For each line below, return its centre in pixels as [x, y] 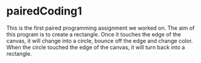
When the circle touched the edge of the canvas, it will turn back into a [96, 47]
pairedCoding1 [44, 11]
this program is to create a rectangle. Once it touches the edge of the [94, 34]
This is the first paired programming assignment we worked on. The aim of [100, 28]
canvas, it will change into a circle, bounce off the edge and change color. [100, 41]
